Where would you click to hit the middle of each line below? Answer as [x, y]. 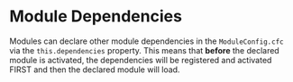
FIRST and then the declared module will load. [95, 70]
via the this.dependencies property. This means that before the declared [144, 50]
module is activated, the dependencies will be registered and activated [141, 60]
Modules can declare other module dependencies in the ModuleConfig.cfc [146, 41]
